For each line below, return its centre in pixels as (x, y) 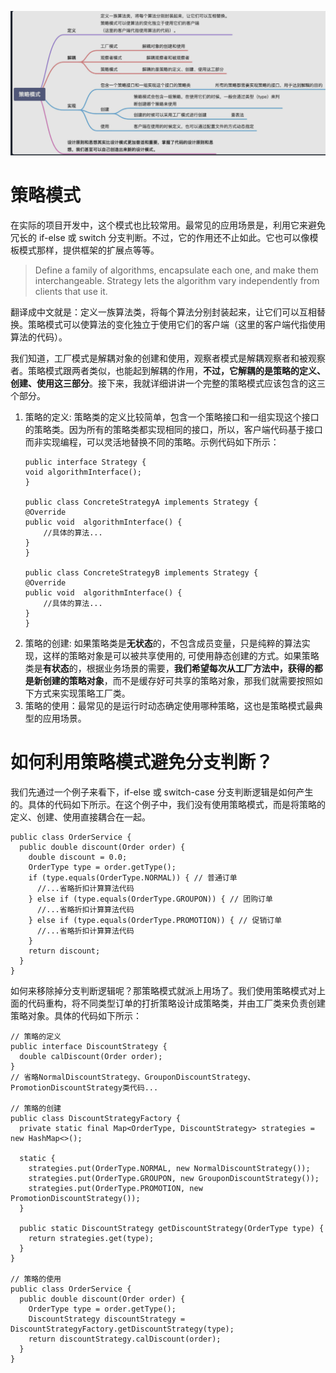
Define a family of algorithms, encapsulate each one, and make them (176, 270)
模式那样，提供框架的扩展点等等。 (89, 250)
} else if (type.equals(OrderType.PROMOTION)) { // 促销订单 (155, 920)
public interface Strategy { (85, 462)
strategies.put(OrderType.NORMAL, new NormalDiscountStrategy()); (169, 1168)
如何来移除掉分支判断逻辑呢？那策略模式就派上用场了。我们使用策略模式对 (163, 990)
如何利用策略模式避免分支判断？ (142, 762)
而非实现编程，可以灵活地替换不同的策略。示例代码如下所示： (152, 442)
